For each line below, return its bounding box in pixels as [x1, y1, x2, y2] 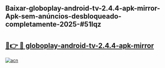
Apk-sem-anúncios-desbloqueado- [5, 12, 122, 21]
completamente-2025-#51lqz [5, 20, 102, 29]
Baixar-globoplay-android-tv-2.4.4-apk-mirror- [5, 4, 160, 13]
